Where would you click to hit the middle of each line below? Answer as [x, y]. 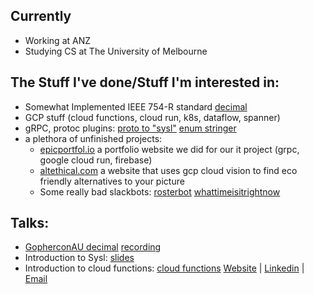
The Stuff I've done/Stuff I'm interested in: [145, 82]
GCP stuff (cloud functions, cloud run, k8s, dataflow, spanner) [152, 117]
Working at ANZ [58, 40]
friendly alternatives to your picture [112, 181]
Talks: [30, 223]
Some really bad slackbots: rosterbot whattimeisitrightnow [160, 191]
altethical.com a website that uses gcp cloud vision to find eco [168, 170]
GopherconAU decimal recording [93, 247]
